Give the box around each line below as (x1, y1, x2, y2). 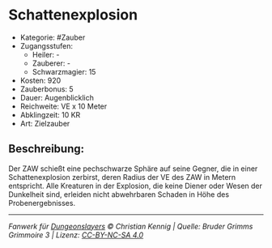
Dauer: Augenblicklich (19, 92, 95, 102)
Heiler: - (32, 49, 60, 59)
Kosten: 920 (19, 75, 62, 85)
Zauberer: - (32, 58, 71, 68)
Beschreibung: (8, 142, 85, 156)
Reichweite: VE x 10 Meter (19, 101, 108, 111)
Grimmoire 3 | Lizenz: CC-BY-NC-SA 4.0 (8, 229, 144, 240)
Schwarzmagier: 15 (32, 66, 96, 76)
